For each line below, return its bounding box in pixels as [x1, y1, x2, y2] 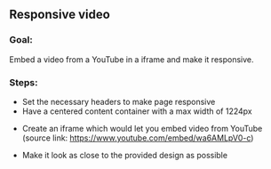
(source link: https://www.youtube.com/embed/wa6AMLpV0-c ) [21, 133, 254, 143]
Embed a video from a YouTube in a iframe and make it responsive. [9, 53, 255, 65]
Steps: [9, 76, 38, 88]
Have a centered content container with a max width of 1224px [21, 106, 252, 117]
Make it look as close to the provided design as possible [21, 149, 228, 160]
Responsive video [9, 7, 111, 22]
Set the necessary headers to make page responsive [21, 96, 216, 107]
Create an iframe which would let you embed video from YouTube [21, 123, 263, 133]
